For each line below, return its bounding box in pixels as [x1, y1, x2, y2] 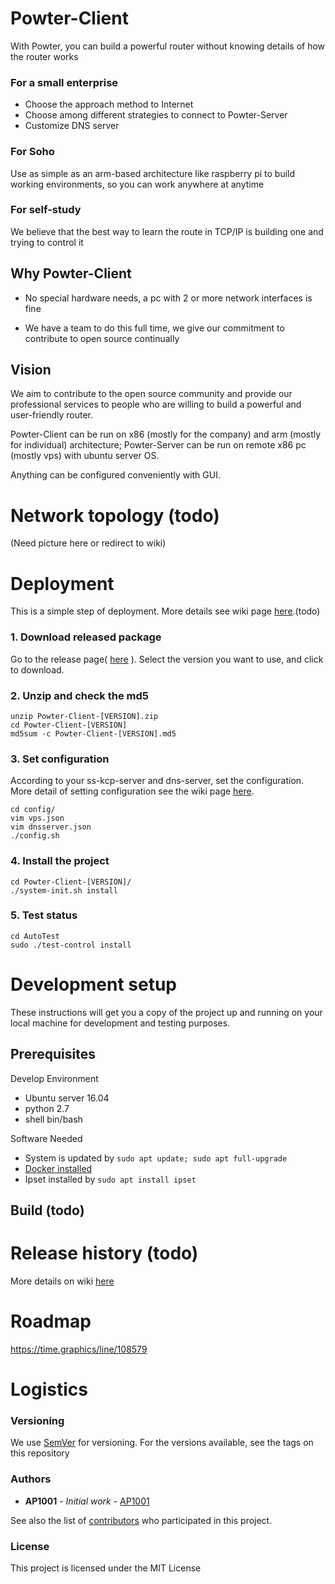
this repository [10, 1447, 70, 1459]
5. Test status [10, 908, 78, 922]
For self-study [10, 203, 82, 217]
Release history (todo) [10, 1242, 199, 1265]
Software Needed [10, 1132, 83, 1144]
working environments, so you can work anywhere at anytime [10, 178, 265, 190]
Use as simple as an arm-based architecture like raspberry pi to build [10, 167, 296, 179]
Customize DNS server [24, 120, 120, 132]
